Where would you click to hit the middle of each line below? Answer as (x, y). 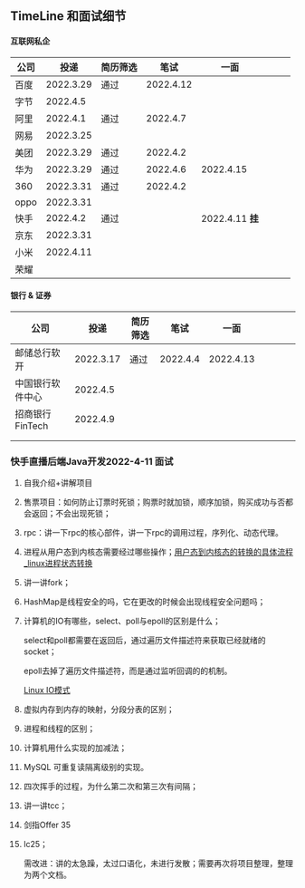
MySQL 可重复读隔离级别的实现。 (86, 767)
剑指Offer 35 (47, 825)
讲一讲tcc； (45, 806)
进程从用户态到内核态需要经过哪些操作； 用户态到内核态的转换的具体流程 (158, 552)
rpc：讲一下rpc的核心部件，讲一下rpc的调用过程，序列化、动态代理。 (153, 533)
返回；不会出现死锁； (71, 514)
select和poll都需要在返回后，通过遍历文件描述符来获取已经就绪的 (144, 641)
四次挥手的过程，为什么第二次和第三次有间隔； (110, 787)
